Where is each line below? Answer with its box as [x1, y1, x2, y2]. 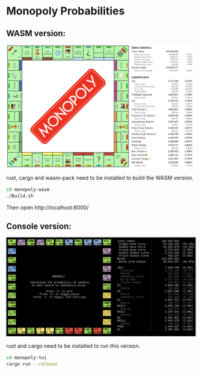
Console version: [6, 221, 72, 231]
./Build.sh [6, 193, 34, 199]
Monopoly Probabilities [6, 4, 125, 18]
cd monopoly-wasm [6, 186, 50, 193]
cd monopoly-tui [6, 354, 47, 360]
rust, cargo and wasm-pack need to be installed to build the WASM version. [6, 174, 194, 181]
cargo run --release [6, 361, 58, 367]
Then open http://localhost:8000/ [6, 203, 89, 211]
